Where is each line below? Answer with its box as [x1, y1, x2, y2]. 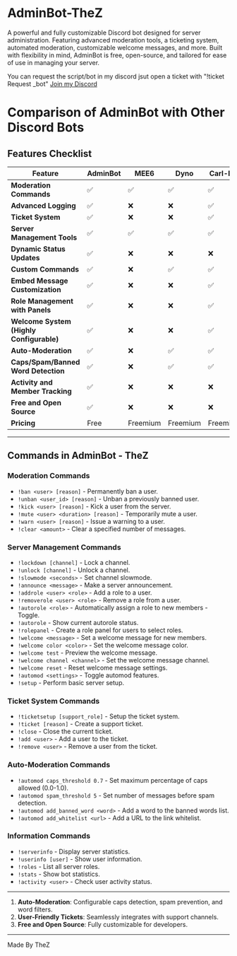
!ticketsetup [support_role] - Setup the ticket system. [17, 712, 180, 721]
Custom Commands [11, 264, 80, 274]
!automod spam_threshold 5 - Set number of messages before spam [17, 791, 215, 800]
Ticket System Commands [7, 696, 100, 706]
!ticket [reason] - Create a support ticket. [17, 720, 143, 728]
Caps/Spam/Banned [11, 357, 80, 367]
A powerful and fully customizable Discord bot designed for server [7, 28, 201, 37]
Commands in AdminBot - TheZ [7, 450, 149, 462]
